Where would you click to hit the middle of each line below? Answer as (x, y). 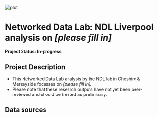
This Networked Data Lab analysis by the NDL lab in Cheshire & (76, 79)
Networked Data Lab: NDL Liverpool (79, 27)
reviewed (21, 94)
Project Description (35, 67)
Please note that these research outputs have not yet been (71, 89)
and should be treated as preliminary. (69, 94)
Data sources (26, 109)
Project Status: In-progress (34, 51)
